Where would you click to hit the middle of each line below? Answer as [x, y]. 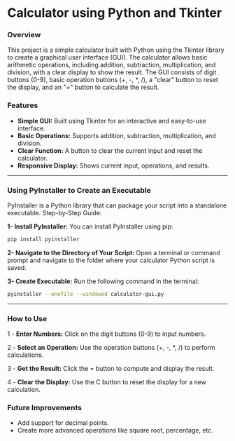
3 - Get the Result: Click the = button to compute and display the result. [111, 369]
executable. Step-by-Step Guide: [55, 213]
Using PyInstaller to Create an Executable [79, 190]
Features [23, 105]
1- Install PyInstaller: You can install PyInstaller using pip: [90, 226]
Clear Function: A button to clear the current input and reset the [110, 150]
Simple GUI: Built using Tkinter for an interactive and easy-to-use [112, 121]
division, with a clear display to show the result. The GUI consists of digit [112, 72]
